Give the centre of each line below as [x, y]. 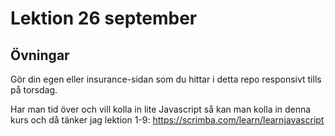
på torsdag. [34, 90]
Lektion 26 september [104, 18]
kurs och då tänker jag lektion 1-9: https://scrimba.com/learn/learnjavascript [167, 120]
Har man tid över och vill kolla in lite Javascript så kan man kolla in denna [161, 109]
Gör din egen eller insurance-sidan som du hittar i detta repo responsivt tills [166, 79]
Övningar [40, 55]
